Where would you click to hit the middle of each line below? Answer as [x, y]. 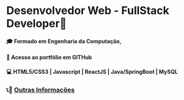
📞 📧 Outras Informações [41, 90]
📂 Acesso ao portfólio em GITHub [49, 57]
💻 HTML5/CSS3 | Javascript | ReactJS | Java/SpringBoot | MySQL [92, 71]
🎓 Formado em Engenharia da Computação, [64, 41]
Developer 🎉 [37, 23]
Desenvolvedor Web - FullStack [88, 11]
